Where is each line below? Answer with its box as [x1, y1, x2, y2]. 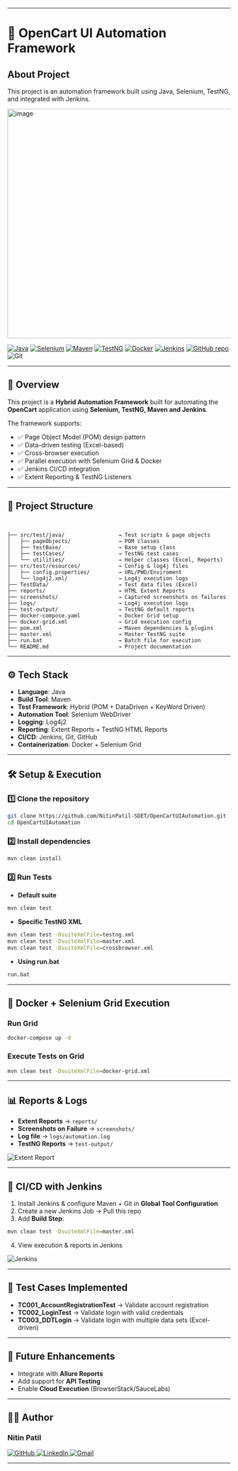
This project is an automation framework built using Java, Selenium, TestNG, [7, 87, 231, 96]
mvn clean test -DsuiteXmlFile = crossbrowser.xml [7, 944, 154, 951]
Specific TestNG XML [17, 917, 83, 926]
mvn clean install [7, 855, 62, 862]
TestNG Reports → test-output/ [17, 1139, 113, 1148]
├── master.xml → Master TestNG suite [7, 630, 186, 638]
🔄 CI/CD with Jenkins [7, 1180, 103, 1192]
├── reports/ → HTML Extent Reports [7, 587, 186, 594]
